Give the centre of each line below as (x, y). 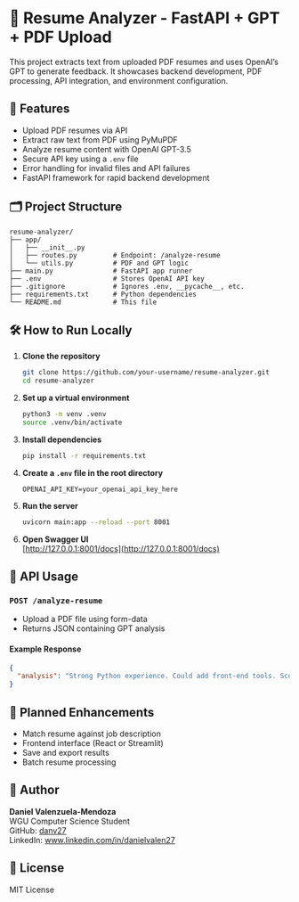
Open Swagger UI (55, 539)
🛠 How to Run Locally (71, 330)
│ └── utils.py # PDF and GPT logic (99, 263)
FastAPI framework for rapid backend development (116, 177)
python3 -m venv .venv (64, 414)
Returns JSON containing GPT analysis (93, 628)
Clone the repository (61, 357)
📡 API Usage (44, 577)
